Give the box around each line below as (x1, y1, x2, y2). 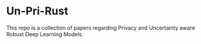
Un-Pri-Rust (6, 4, 68, 18)
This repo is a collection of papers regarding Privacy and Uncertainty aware (6, 24, 196, 31)
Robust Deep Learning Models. (6, 30, 84, 37)
